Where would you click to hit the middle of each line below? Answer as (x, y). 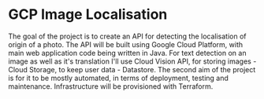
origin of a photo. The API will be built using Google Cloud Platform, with (126, 44)
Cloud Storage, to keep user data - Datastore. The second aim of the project (132, 69)
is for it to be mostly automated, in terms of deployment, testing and (118, 78)
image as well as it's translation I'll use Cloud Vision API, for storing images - (132, 61)
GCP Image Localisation (88, 15)
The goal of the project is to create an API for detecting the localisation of (127, 36)
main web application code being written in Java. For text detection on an (127, 53)
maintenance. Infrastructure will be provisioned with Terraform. (111, 86)
